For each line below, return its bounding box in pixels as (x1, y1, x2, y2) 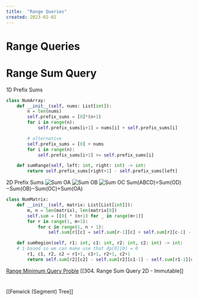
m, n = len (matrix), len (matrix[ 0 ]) (27, 207, 117, 213)
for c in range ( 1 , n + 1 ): (37, 224, 104, 230)
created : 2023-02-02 (6, 14, 57, 20)
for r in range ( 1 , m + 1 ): (27, 218, 88, 224)
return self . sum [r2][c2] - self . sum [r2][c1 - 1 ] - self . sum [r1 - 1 (27, 256, 186, 263)
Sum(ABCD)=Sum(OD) (126, 179, 181, 186)
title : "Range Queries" (6, 8, 67, 15)
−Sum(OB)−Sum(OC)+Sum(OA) (6, 185, 83, 192)
